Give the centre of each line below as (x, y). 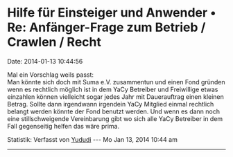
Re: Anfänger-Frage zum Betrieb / (106, 27)
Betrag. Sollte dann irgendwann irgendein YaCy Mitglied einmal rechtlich (111, 104)
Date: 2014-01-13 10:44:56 (45, 61)
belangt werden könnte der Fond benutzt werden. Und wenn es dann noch (114, 111)
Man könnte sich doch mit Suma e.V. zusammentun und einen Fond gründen (116, 82)
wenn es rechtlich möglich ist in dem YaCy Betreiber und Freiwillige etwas (113, 89)
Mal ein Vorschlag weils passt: (51, 75)
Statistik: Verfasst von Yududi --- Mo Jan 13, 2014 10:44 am (93, 139)
